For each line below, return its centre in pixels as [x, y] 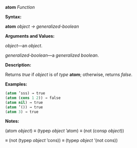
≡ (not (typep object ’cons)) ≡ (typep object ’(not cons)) [61, 141]
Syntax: [13, 17]
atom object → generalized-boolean [42, 26]
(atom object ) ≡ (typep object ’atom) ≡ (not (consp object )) [65, 131]
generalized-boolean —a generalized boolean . [52, 55]
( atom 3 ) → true [22, 112]
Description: [18, 65]
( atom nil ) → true [24, 102]
